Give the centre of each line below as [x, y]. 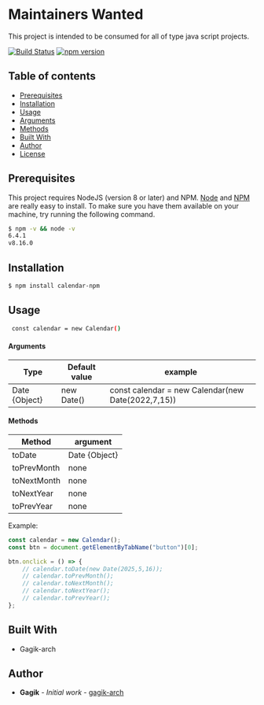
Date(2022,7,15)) [143, 400]
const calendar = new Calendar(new [177, 389]
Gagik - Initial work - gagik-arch [71, 692]
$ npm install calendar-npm [54, 286]
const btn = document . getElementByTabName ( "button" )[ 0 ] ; [103, 547]
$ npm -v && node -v [42, 229]
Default [81, 367]
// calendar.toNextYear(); [66, 591]
